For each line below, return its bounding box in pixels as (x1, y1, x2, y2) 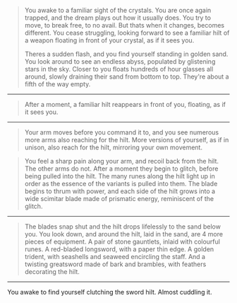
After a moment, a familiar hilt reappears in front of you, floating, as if (24, 101, 226, 108)
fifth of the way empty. (24, 80, 91, 88)
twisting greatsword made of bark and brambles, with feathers (24, 260, 207, 268)
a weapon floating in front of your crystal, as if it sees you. (24, 36, 195, 45)
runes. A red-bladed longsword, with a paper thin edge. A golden (24, 245, 214, 253)
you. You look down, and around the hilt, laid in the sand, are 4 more (24, 230, 224, 238)
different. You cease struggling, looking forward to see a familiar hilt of (24, 28, 230, 37)
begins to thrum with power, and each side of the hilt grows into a (24, 187, 216, 195)
